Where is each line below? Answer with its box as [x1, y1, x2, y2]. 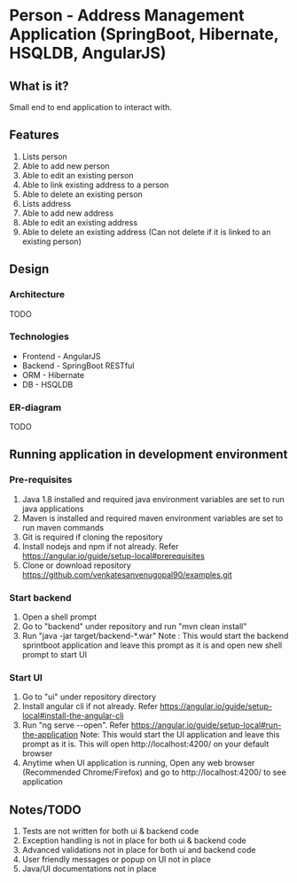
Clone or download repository [21, 560, 131, 571]
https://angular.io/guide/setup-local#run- [131, 720, 282, 730]
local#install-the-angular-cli [21, 711, 124, 721]
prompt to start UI [21, 650, 88, 660]
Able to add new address [21, 208, 113, 218]
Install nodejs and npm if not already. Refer [21, 540, 179, 551]
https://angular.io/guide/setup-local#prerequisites [21, 550, 206, 561]
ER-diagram [9, 401, 62, 414]
